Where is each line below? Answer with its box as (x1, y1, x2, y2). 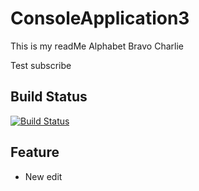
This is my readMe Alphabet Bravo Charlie (10, 40, 184, 52)
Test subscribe (10, 59, 72, 71)
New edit (24, 170, 63, 182)
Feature (10, 144, 60, 161)
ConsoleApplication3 (10, 7, 190, 30)
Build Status (10, 88, 88, 106)
